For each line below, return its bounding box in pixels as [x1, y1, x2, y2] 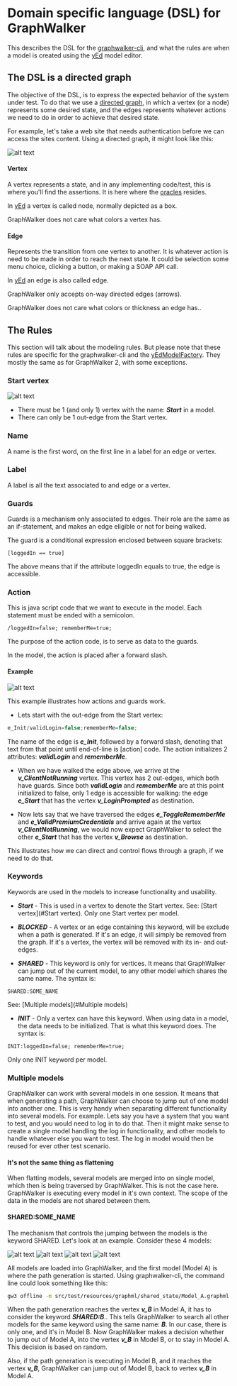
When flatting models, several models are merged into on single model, [7, 1174, 215, 1182]
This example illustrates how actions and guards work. [7, 697, 166, 705]
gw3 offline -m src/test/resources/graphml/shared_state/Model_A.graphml [7, 1292, 230, 1299]
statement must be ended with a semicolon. [7, 611, 135, 620]
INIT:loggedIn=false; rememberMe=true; [7, 1043, 125, 1050]
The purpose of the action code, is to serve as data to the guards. [7, 637, 200, 646]
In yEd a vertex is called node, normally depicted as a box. [7, 201, 178, 210]
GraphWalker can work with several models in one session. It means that [7, 1089, 219, 1098]
